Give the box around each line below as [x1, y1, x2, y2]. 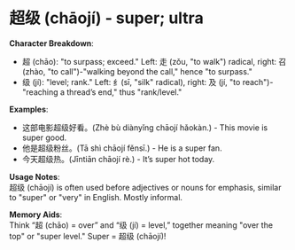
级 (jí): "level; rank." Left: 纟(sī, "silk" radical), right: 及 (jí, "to [21, 76, 241, 87]
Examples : [9, 104, 49, 114]
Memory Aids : [9, 209, 63, 220]
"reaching [21, 86, 59, 98]
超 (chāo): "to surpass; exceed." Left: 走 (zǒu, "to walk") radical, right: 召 [21, 56, 287, 66]
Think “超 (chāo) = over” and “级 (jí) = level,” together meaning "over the [9, 219, 273, 230]
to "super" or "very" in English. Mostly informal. [9, 191, 183, 202]
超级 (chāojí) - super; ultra [9, 8, 204, 28]
